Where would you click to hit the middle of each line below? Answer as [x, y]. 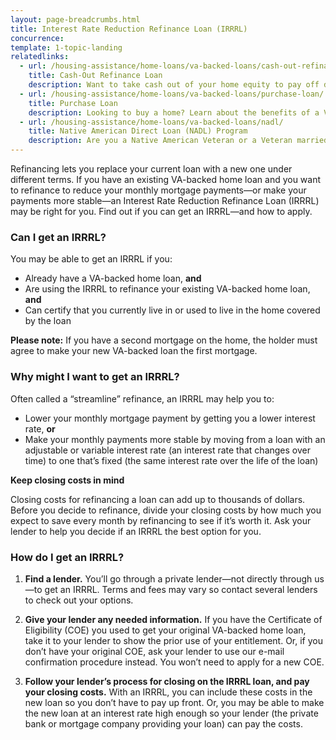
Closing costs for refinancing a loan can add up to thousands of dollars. [158, 499]
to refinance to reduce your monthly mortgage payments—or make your [158, 190]
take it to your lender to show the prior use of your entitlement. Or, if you [174, 640]
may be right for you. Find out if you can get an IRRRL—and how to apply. [161, 211]
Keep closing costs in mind [67, 480]
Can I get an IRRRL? [58, 237]
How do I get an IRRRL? [67, 557]
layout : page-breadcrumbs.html [75, 19]
